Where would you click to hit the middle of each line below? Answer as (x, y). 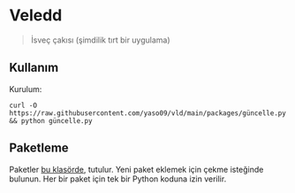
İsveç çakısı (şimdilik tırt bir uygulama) (100, 40)
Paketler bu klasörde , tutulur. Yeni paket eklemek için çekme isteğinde (136, 169)
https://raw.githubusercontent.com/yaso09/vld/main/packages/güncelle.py (148, 113)
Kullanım (34, 68)
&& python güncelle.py (51, 120)
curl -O (23, 105)
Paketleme (39, 148)
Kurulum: (26, 89)
